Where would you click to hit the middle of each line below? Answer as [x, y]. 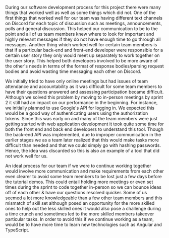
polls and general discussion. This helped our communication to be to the [81, 29]
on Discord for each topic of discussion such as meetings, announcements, [84, 23]
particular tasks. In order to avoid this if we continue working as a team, [79, 219]
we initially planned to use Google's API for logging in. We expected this [80, 108]
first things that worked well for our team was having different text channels [84, 18]
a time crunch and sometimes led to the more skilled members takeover [80, 214]
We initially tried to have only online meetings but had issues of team [77, 81]
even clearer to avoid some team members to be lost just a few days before [84, 176]
